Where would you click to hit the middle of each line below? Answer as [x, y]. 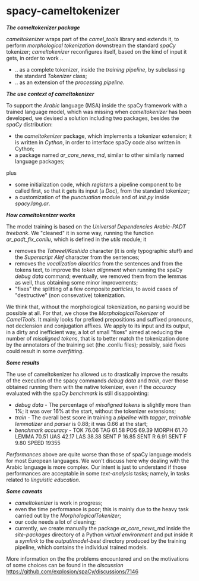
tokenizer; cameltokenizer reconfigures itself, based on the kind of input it [97, 51]
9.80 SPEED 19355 [37, 443]
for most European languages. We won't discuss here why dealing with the [98, 461]
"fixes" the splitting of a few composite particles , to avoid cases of [96, 289]
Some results [23, 363]
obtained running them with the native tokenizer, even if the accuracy [91, 387]
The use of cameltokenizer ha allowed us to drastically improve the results [97, 374]
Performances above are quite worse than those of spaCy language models [99, 454]
